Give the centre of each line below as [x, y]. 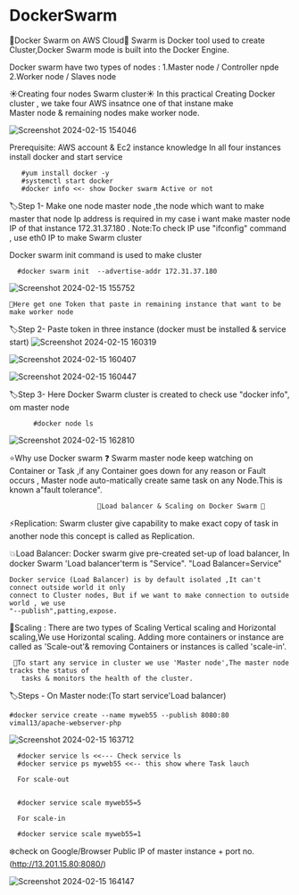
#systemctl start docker [67, 181]
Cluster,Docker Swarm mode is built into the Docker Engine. [119, 49]
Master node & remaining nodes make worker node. [104, 112]
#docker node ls [63, 423]
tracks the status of [50, 670]
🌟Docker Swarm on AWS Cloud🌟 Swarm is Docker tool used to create [137, 40]
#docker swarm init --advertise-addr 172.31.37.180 [117, 271]
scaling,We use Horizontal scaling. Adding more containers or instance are [146, 637]
